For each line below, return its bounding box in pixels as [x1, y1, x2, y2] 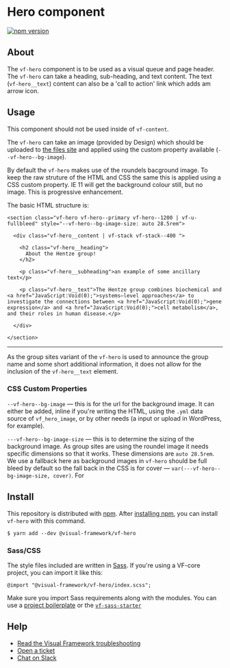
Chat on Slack [16, 654, 57, 662]
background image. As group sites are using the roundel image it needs [7, 442, 209, 450]
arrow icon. [7, 86, 40, 95]
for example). [7, 421, 45, 430]
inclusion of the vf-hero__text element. [7, 367, 118, 375]
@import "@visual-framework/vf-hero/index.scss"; [7, 582, 152, 589]
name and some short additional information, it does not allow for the [7, 360, 202, 368]
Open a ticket [16, 646, 55, 654]
